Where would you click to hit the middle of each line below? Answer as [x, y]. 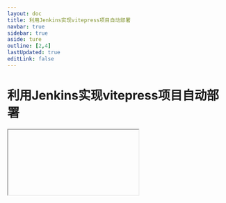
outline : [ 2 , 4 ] [29, 46]
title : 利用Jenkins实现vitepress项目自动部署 [69, 20]
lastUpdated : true [34, 53]
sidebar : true [28, 33]
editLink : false [31, 59]
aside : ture [24, 40]
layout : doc [24, 14]
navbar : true [26, 26]
